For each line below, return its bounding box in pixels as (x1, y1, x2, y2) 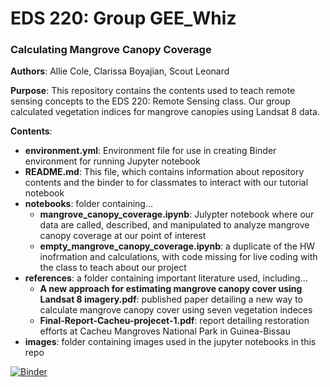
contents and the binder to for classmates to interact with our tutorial (24, 177, 309, 189)
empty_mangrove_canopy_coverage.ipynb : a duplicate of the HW (39, 240, 316, 252)
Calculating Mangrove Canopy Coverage (10, 43, 212, 57)
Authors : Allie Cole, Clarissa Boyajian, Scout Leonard (10, 65, 230, 77)
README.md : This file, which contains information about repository (24, 166, 305, 178)
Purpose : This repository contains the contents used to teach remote (10, 85, 296, 97)
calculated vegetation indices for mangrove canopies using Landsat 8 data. (10, 106, 320, 118)
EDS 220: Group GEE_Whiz (10, 7, 237, 30)
